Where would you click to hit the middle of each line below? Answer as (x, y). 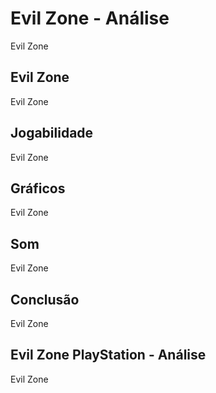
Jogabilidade (52, 133)
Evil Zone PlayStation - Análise (108, 355)
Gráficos (38, 188)
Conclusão (45, 299)
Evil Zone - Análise (90, 18)
